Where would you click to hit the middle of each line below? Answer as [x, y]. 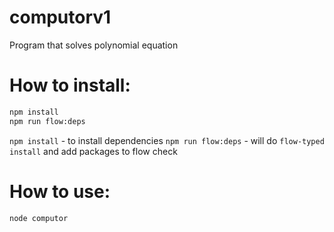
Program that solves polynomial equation [94, 45]
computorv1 [60, 17]
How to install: [70, 85]
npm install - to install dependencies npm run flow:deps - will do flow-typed [167, 140]
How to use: [60, 191]
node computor [39, 218]
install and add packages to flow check [93, 151]
